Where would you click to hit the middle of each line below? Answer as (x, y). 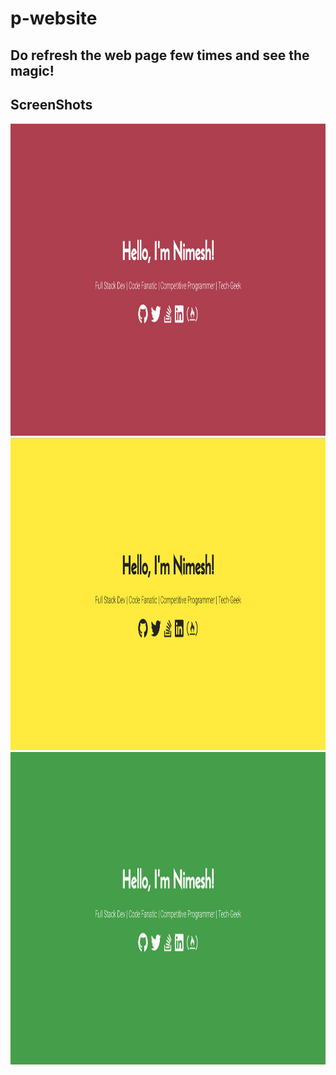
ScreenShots (51, 104)
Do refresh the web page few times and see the (160, 55)
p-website (54, 18)
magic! (32, 70)
